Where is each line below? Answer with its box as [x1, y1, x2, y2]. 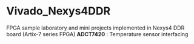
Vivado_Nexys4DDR [6, 4, 111, 18]
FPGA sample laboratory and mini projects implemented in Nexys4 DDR [6, 24, 185, 31]
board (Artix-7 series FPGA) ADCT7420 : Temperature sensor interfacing [6, 30, 189, 37]
